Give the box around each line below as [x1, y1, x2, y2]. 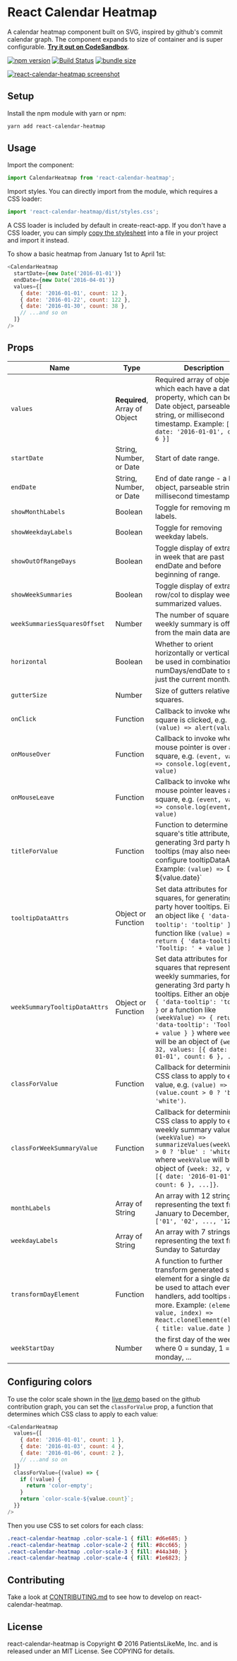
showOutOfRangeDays [11, 557, 76, 565]
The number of [154, 610, 205, 620]
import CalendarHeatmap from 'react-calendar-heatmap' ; [7, 174, 175, 182]
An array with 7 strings [154, 1227, 231, 1237]
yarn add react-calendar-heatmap [7, 123, 106, 130]
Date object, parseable [154, 401, 231, 411]
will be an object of [154, 1036, 219, 1046]
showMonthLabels [11, 508, 66, 515]
